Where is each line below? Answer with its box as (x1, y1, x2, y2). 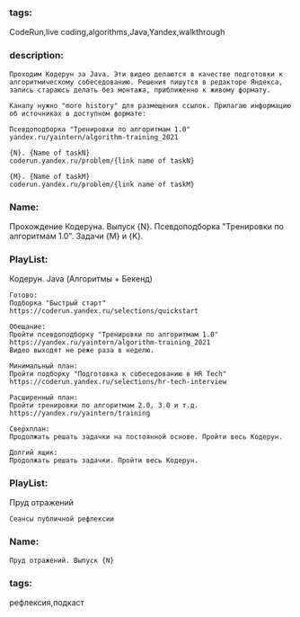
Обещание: (9, 322, 47, 332)
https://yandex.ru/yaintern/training (9, 409, 151, 418)
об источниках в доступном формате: (9, 109, 146, 118)
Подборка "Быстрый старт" (9, 299, 106, 308)
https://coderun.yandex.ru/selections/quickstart (9, 307, 199, 316)
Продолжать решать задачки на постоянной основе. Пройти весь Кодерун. (9, 433, 283, 442)
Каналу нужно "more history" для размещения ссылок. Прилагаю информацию (9, 101, 292, 110)
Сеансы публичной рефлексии (9, 514, 115, 523)
